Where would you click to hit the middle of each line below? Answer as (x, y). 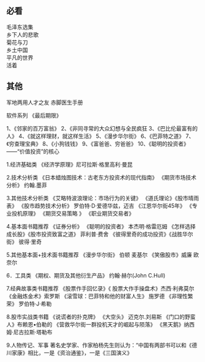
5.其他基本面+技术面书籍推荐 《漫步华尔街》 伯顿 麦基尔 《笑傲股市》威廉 (99, 255)
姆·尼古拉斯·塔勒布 (30, 332)
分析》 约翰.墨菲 (27, 185)
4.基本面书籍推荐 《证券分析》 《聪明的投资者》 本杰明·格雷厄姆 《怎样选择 (101, 226)
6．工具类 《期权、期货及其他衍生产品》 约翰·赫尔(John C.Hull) (86, 275)
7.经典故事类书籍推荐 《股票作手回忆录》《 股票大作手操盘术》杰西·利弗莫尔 (100, 288)
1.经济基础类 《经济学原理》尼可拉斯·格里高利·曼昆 (69, 164)
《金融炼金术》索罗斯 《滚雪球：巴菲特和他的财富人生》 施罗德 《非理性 (97, 296)
